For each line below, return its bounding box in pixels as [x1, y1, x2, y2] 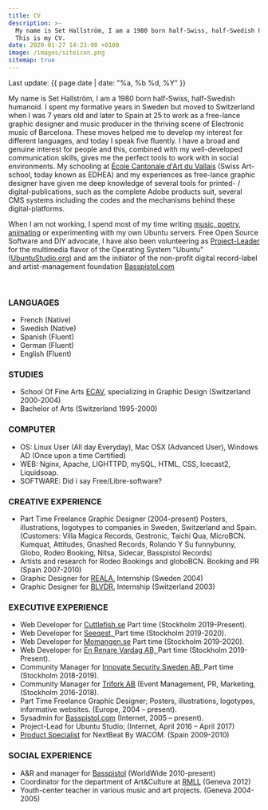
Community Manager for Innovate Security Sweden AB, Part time [19, 662, 234, 672]
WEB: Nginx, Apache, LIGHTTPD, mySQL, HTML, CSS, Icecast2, [19, 459, 231, 468]
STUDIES [8, 369, 44, 380]
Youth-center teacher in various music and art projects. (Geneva [19, 785, 232, 795]
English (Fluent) [19, 349, 72, 359]
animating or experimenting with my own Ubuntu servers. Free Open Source [8, 227, 259, 237]
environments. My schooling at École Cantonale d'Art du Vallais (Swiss [8, 161, 240, 171]
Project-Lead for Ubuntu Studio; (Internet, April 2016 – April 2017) [19, 721, 235, 731]
